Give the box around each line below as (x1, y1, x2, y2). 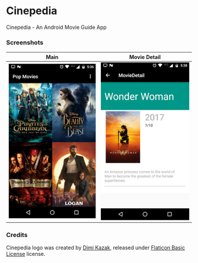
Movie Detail (129, 53, 161, 60)
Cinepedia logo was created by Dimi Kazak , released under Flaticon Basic (6, 244, 186, 251)
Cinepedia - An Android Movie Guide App (6, 24, 107, 31)
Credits (6, 231, 28, 239)
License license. (6, 251, 46, 258)
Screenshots (6, 38, 44, 47)
